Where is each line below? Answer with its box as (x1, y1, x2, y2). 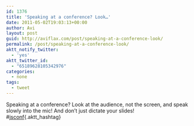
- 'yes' (11, 52, 30, 58)
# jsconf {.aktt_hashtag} (6, 113, 61, 120)
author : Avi (6, 25, 35, 31)
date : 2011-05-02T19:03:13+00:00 (6, 19, 88, 25)
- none (11, 74, 27, 80)
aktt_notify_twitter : (6, 47, 59, 53)
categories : (6, 69, 35, 74)
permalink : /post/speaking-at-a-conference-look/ (6, 42, 130, 47)
